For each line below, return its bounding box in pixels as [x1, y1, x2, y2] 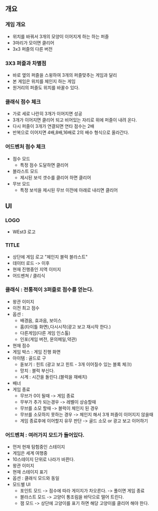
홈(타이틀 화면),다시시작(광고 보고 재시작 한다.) [20, 323, 111, 329]
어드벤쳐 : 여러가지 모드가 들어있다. [5, 431, 85, 438]
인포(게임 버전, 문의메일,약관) [20, 336, 77, 342]
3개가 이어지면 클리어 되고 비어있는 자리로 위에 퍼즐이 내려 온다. [12, 117, 137, 123]
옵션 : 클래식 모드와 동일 [12, 475, 60, 481]
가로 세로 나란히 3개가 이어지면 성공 [12, 111, 83, 117]
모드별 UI [12, 481, 31, 487]
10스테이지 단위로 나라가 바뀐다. [12, 456, 75, 462]
